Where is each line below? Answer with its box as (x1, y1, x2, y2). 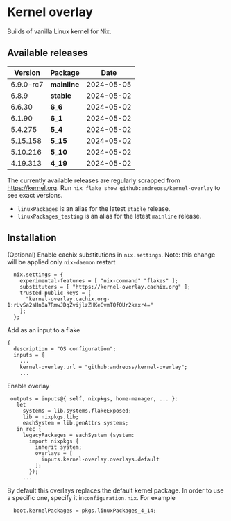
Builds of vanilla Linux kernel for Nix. (7, 27, 112, 35)
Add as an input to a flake (7, 325, 80, 334)
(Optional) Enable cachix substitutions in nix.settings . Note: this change (7, 250, 216, 259)
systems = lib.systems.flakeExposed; (22, 407, 132, 414)
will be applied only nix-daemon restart (7, 257, 116, 266)
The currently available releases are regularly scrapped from (7, 176, 180, 185)
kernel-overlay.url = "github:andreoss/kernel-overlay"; (19, 364, 188, 370)
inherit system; (35, 443, 82, 451)
